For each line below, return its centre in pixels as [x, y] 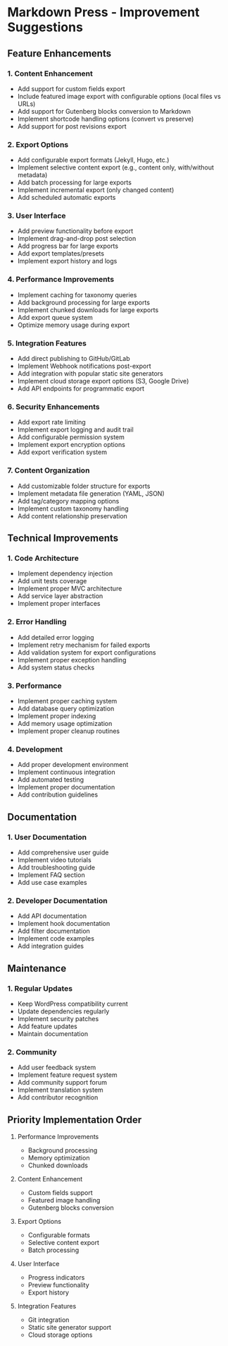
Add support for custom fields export [71, 88]
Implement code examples [56, 939]
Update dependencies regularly [63, 1011]
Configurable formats [59, 1235]
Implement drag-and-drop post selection [77, 239]
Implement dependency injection [65, 573]
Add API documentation [52, 916]
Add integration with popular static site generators [90, 374]
